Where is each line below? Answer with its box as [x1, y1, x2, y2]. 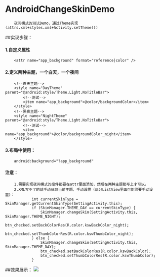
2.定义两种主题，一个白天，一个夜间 [5, 69, 79, 75]
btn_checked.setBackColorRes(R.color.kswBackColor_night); [5, 222, 129, 227]
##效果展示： [5, 267, 33, 273]
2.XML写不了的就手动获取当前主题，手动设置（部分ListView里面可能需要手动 [14, 187, 150, 192]
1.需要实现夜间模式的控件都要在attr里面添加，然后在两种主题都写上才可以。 [14, 182, 149, 187]
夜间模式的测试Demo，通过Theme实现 [14, 21, 78, 26]
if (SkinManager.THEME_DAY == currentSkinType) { [31, 205, 136, 210]
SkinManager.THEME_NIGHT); [5, 214, 61, 219]
